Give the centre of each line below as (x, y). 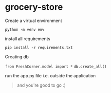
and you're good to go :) (41, 85)
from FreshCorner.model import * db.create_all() (56, 67)
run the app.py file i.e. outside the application (50, 75)
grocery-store (34, 7)
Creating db (17, 57)
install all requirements (28, 39)
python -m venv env (25, 29)
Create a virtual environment (34, 21)
